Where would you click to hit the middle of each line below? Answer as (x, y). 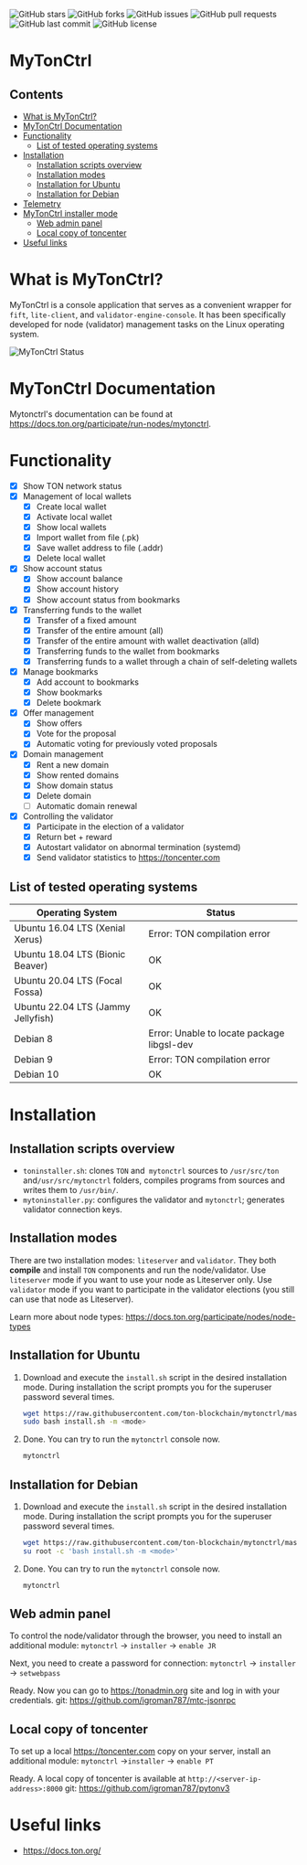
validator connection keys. (72, 1209)
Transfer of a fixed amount (86, 620)
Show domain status (75, 785)
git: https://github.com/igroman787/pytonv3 (148, 1788)
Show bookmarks (69, 693)
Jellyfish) (34, 1018)
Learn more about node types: (67, 1316)
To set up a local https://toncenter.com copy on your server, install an (140, 1752)
